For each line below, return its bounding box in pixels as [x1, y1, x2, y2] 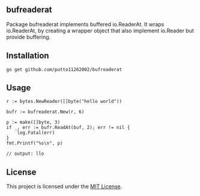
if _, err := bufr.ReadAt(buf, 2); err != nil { [6, 125, 130, 131]
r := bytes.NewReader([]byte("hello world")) [6, 99, 122, 105]
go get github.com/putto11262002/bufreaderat [6, 66, 122, 72]
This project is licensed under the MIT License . [6, 183, 123, 190]
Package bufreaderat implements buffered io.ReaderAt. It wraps [6, 20, 165, 27]
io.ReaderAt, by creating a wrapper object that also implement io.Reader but [6, 27, 194, 34]
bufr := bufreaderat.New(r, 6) [6, 109, 85, 115]
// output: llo [6, 151, 44, 157]
